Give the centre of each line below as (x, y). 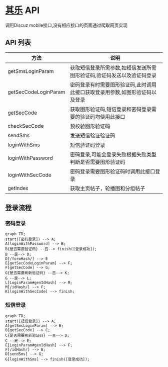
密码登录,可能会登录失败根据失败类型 (113, 154)
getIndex (18, 188)
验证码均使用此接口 (102, 117)
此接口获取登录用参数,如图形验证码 (110, 92)
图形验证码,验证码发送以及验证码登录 (113, 75)
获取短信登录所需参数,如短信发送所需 (113, 67)
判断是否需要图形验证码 (97, 162)
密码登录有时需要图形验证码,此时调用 (113, 84)
